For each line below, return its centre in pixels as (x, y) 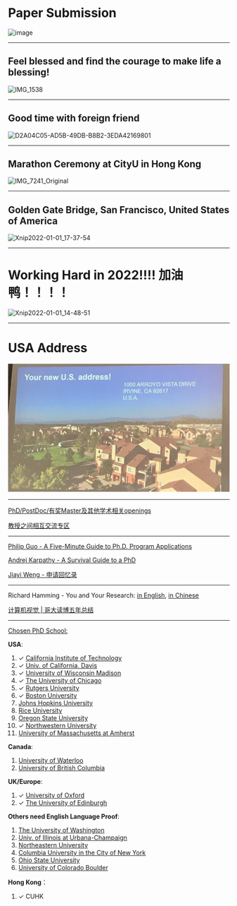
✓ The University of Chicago (60, 680)
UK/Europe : (25, 781)
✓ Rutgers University (49, 688)
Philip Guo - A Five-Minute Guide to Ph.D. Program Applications (100, 546)
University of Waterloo (51, 760)
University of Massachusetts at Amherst (76, 733)
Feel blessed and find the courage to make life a (115, 61)
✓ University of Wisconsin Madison (70, 673)
